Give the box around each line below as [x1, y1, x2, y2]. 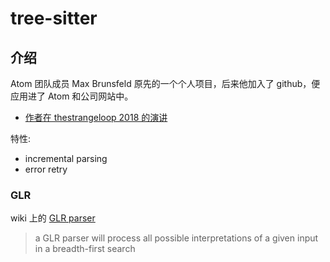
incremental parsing [24, 153, 108, 164]
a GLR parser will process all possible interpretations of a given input [34, 232, 319, 244]
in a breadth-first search [34, 243, 136, 255]
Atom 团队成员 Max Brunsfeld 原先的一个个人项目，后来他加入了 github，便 [10, 78, 321, 89]
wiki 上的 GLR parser [10, 212, 96, 224]
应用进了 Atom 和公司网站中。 [10, 90, 134, 102]
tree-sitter [10, 7, 98, 30]
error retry [24, 163, 68, 175]
